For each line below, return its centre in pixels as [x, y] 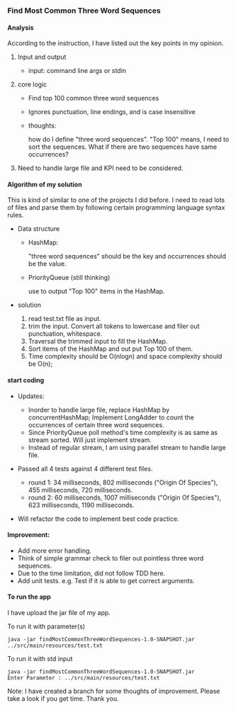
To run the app [29, 597]
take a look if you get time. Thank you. [63, 698]
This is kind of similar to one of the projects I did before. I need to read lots [116, 200]
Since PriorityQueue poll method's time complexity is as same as [123, 432]
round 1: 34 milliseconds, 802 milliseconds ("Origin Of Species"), [123, 482]
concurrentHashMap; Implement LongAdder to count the [111, 417]
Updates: [31, 396]
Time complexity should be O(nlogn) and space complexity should [125, 356]
